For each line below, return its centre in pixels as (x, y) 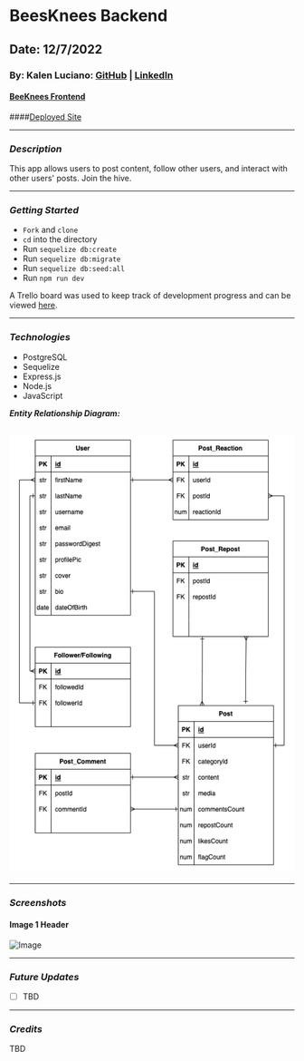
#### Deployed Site (46, 117)
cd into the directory (60, 239)
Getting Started (44, 209)
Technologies (40, 337)
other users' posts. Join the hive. (71, 178)
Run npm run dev (53, 278)
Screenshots (38, 903)
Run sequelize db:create (70, 249)
